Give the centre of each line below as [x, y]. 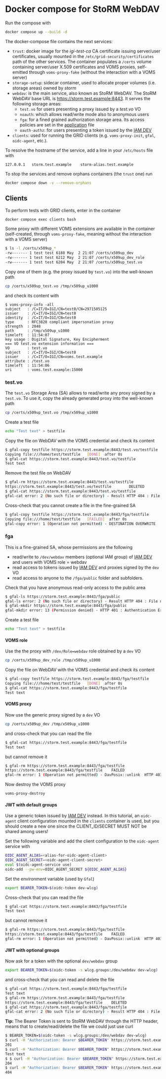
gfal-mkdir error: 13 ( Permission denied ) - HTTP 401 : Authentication [80, 610]
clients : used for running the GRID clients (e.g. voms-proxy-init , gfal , [84, 135]
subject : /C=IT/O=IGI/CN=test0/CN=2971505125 [56, 309]
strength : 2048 [23, 326]
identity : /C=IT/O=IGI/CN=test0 [41, 318]
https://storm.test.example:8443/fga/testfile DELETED [66, 1003]
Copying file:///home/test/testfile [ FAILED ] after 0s [66, 519]
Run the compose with [28, 23]
